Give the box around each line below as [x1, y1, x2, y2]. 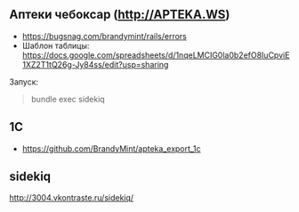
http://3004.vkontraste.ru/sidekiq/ [9, 192, 134, 203]
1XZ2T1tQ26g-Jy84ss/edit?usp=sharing [21, 59, 169, 69]
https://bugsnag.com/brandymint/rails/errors [21, 30, 187, 41]
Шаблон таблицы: [21, 40, 90, 51]
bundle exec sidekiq [30, 94, 105, 104]
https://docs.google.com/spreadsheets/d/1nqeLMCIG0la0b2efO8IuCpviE [21, 49, 290, 61]
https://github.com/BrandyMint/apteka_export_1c [21, 143, 201, 154]
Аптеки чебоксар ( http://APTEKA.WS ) [9, 7, 230, 22]
